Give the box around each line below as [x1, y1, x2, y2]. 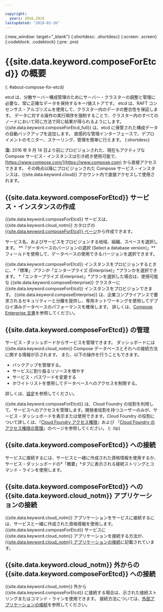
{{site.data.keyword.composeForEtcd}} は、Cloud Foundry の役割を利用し [5, 401, 154, 407]
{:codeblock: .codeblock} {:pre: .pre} [5, 39, 79, 45]
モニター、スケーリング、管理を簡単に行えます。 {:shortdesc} [26, 137, 150, 143]
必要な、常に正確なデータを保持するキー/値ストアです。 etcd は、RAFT [5, 100, 148, 106]
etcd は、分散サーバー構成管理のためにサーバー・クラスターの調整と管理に [5, 94, 156, 100]
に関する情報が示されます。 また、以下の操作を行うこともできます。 [5, 352, 142, 357]
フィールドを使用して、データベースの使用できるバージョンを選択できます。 [5, 251, 157, 257]
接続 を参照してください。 [38, 602, 90, 608]
